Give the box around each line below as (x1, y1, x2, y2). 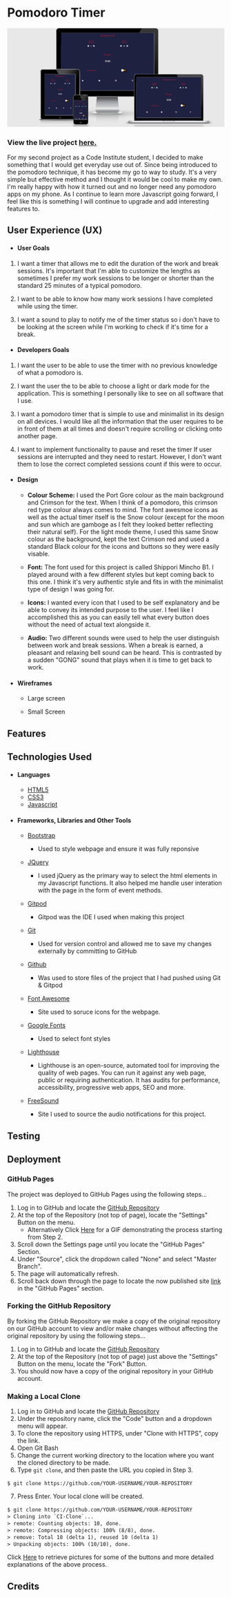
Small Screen (27, 707, 66, 716)
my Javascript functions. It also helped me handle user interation (37, 879, 223, 888)
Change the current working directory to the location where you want (17, 1451, 214, 1460)
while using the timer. (17, 302, 79, 310)
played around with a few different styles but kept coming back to (27, 571, 214, 579)
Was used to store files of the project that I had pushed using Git (37, 974, 221, 982)
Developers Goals (17, 346, 70, 354)
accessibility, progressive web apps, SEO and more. (37, 1084, 185, 1092)
